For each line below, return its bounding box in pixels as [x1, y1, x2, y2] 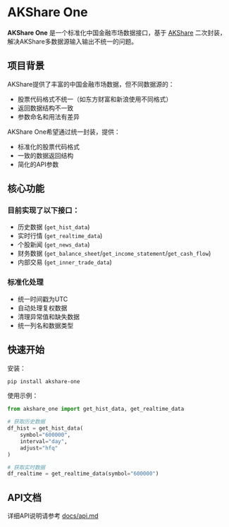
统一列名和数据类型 [17, 321, 74, 330]
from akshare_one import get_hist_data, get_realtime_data [7, 406, 185, 413]
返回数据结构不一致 [17, 104, 74, 112]
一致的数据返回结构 [17, 151, 74, 159]
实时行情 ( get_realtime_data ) [17, 232, 103, 240]
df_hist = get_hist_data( [7, 425, 83, 432]
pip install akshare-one [7, 378, 80, 385]
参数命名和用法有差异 [17, 112, 80, 120]
